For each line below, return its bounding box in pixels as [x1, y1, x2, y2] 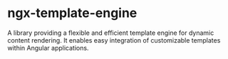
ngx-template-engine [7, 5, 138, 21]
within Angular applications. [7, 43, 89, 52]
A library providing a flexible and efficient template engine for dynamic [7, 28, 214, 37]
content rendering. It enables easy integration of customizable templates [7, 36, 221, 44]
